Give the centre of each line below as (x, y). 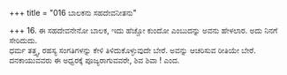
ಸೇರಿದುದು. (23, 40)
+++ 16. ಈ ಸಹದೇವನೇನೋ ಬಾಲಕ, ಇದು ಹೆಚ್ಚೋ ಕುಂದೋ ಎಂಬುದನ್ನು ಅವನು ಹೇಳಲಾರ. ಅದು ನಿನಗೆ (143, 30)
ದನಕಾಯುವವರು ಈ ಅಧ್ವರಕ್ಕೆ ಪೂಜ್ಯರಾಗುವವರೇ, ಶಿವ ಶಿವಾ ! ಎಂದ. (94, 60)
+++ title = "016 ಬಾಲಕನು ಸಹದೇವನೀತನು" (73, 13)
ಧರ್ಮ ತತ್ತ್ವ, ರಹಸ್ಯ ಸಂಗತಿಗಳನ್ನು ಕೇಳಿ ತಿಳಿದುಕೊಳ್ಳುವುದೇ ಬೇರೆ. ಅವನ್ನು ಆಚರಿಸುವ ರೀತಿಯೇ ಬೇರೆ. (132, 50)
